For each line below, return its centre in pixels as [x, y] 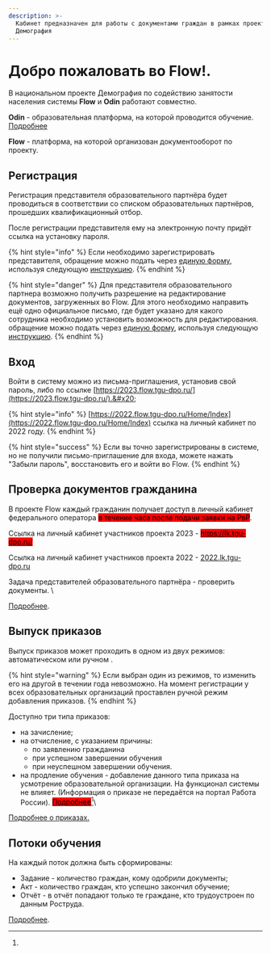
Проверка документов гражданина [103, 490]
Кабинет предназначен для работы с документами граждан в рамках [128, 23]
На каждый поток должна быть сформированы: [91, 863]
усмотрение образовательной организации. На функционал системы [140, 784]
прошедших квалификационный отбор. [76, 212]
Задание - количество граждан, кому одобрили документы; [124, 878]
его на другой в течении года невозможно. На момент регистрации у [129, 683]
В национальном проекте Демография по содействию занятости [121, 93]
